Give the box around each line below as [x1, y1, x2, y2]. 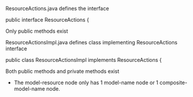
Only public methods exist [5, 27, 68, 34]
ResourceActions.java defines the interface [5, 5, 109, 12]
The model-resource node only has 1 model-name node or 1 [13, 79, 158, 86]
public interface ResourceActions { [5, 16, 89, 23]
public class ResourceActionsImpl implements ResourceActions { [5, 57, 162, 63]
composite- [159, 79, 188, 86]
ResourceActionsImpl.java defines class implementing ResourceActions [5, 39, 178, 46]
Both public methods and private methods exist [5, 68, 119, 75]
